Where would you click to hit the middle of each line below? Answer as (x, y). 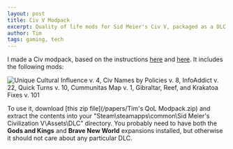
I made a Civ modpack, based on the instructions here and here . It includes (115, 59)
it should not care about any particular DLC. (70, 138)
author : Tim (24, 33)
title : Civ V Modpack (39, 20)
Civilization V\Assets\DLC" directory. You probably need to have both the (112, 123)
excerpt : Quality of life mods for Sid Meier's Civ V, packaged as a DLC (117, 26)
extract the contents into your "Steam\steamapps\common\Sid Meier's (108, 116)
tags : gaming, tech (36, 40)
